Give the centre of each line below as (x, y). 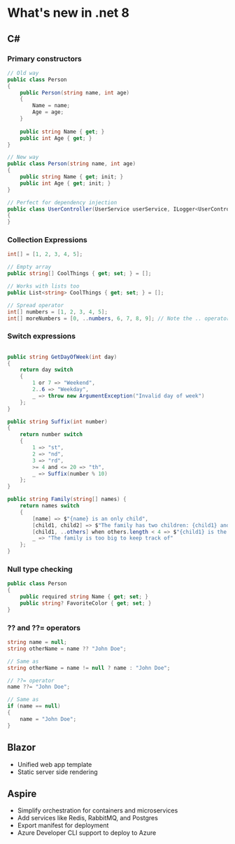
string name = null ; (37, 642)
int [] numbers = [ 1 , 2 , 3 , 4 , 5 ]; (58, 312)
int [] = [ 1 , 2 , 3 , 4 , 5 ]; (45, 254)
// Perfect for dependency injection (62, 202)
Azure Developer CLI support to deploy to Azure (87, 833)
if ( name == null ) (34, 706)
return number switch (51, 435)
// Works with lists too (43, 286)
